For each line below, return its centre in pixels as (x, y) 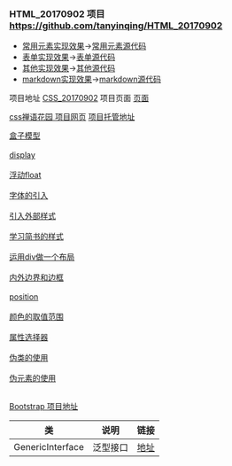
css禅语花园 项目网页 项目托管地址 (72, 117)
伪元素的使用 (32, 378)
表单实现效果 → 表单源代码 (69, 57)
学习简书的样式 (36, 237)
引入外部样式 (32, 216)
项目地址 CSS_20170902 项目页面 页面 (79, 98)
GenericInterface (49, 447)
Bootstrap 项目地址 (44, 407)
